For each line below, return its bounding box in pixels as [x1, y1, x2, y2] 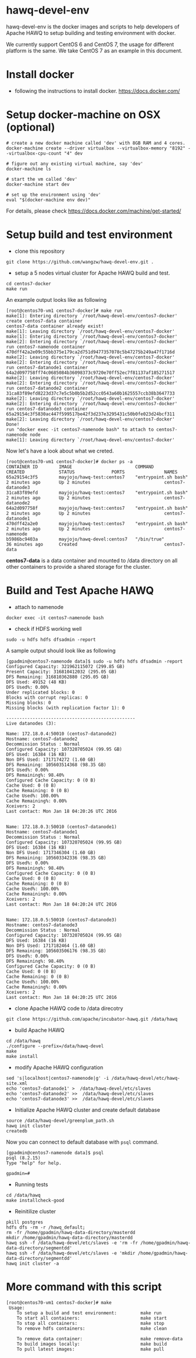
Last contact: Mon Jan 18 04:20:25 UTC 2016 [6, 994, 117, 1000]
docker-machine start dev [6, 181, 69, 187]
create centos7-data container [6, 318, 83, 324]
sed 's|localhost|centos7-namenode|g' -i [6, 1075, 109, 1081]
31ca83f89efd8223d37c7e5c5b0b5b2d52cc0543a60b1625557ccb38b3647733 [6, 390, 175, 396]
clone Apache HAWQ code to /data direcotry [14, 1005, 124, 1012]
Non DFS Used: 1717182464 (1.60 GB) [6, 943, 96, 949]
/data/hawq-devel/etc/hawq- [111, 1075, 181, 1081]
